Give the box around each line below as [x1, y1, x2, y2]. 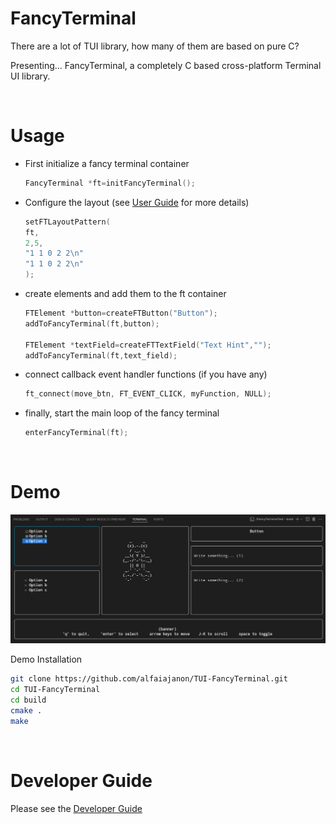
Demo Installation [10, 653, 83, 666]
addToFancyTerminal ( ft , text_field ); [24, 350, 178, 361]
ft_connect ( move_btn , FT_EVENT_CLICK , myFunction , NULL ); [24, 389, 272, 399]
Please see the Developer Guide [10, 802, 143, 814]
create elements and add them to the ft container [24, 288, 227, 299]
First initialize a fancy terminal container [24, 157, 190, 169]
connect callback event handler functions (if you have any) [24, 368, 268, 381]
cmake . [10, 705, 43, 716]
